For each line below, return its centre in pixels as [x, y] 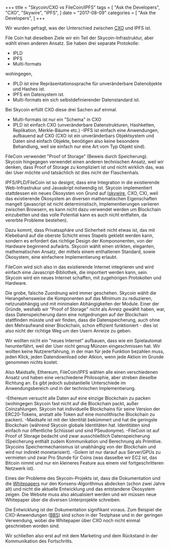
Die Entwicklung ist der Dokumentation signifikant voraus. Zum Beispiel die [84, 510]
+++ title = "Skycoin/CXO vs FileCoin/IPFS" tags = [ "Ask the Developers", [82, 7]
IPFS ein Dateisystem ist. [39, 94]
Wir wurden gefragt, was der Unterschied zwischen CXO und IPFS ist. [78, 28]
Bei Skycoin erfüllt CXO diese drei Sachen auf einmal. [61, 110]
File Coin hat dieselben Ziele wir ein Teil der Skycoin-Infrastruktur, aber [79, 38]
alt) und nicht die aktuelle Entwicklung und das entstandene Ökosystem [80, 489]
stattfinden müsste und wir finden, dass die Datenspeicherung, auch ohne [83, 320]
